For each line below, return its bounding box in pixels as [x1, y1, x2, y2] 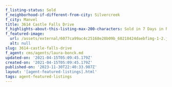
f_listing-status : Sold [5, 7, 56, 13]
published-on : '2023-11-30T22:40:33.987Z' [5, 64, 97, 70]
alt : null [10, 41, 31, 46]
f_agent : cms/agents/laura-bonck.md [5, 50, 83, 55]
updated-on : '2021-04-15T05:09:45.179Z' [5, 55, 93, 60]
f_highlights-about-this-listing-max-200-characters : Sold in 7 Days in [5, 27, 164, 32]
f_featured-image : [5, 31, 45, 36]
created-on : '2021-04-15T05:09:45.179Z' [5, 60, 93, 65]
